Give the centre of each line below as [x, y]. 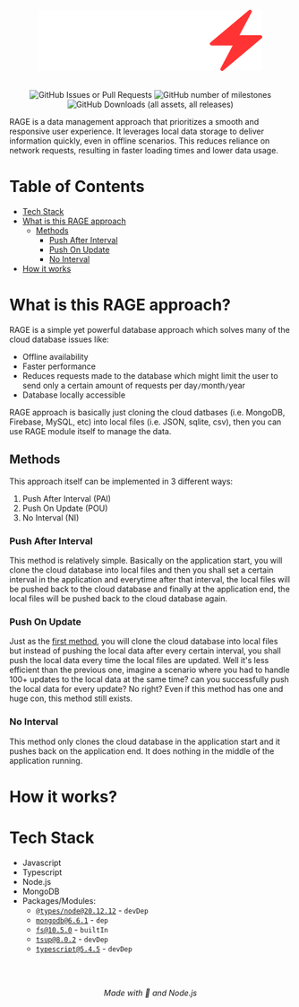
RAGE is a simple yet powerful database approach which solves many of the [150, 329]
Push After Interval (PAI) [67, 498]
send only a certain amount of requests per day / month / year [134, 385]
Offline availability [55, 356]
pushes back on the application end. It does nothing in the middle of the [142, 751]
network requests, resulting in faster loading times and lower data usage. [144, 150]
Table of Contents [77, 187]
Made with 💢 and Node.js [150, 993]
